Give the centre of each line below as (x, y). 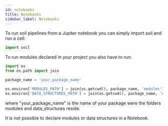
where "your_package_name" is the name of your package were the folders (83, 103)
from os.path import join (32, 71)
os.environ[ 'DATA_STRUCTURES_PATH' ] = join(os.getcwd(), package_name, (81, 93)
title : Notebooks (23, 14)
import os (15, 66)
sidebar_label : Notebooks (32, 19)
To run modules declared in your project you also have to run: (68, 57)
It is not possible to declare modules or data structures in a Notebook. (77, 118)
